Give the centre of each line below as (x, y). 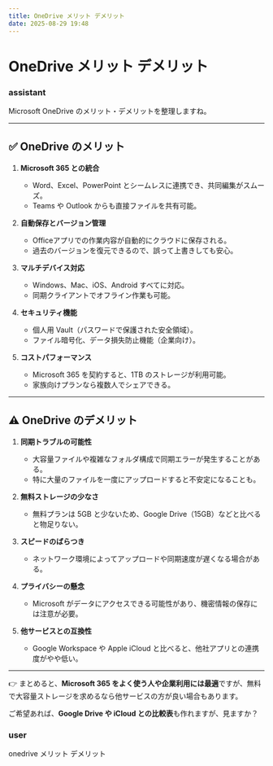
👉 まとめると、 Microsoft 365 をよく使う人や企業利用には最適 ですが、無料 (135, 683)
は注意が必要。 (57, 613)
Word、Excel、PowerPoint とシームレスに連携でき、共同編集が (138, 185)
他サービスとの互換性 (56, 631)
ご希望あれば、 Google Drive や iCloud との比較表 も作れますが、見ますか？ (133, 713)
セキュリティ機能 (48, 312)
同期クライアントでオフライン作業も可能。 (104, 295)
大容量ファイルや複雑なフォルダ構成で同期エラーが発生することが (143, 459)
